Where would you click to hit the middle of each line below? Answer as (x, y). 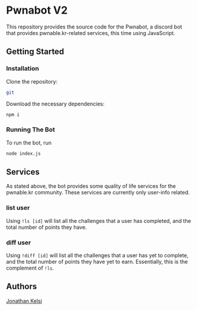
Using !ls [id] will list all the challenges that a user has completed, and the (98, 220)
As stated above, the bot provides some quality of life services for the (91, 186)
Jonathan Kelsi (24, 301)
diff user (19, 242)
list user (18, 208)
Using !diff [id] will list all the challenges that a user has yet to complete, (97, 255)
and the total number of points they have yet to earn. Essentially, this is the (97, 261)
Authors (22, 287)
